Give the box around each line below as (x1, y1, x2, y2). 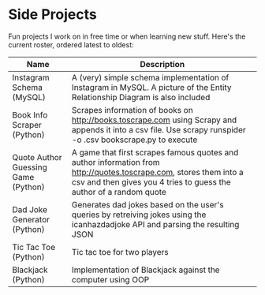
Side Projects (8, 6, 97, 24)
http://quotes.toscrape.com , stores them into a (71, 166, 244, 177)
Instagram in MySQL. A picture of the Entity (71, 81, 232, 92)
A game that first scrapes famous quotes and (71, 147, 239, 158)
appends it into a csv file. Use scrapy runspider (71, 124, 246, 135)
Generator (12, 214, 50, 225)
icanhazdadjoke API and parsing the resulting (71, 218, 240, 230)
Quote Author (12, 151, 62, 162)
